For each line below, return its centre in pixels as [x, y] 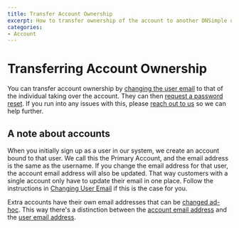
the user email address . [42, 217]
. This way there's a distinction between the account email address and [123, 210]
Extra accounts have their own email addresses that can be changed [108, 202]
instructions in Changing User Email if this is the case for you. [97, 188]
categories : [25, 27]
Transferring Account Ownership [107, 69]
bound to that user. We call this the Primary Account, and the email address [118, 158]
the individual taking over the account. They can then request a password [115, 96]
